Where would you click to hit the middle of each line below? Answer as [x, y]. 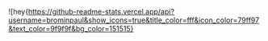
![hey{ [19, 12]
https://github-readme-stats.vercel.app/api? [101, 12]
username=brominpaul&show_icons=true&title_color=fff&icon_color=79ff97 [134, 20]
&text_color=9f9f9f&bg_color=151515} [71, 29]
